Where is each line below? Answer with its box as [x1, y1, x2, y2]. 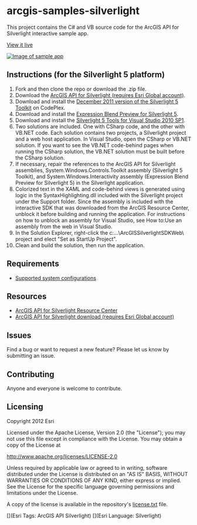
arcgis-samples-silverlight [6, 4, 140, 18]
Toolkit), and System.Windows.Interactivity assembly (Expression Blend [15, 172, 189, 180]
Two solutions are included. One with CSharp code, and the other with [15, 122, 185, 130]
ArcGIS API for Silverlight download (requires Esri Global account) [15, 313, 175, 320]
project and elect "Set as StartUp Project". [15, 235, 117, 242]
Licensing [6, 402, 43, 412]
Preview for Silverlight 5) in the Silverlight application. [15, 179, 145, 186]
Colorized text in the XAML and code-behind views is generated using [15, 185, 185, 192]
